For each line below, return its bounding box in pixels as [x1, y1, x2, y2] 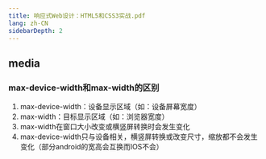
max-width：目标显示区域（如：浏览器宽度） [19, 112, 169, 121]
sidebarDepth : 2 [8, 26, 63, 35]
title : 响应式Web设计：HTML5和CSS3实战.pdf [8, 11, 146, 20]
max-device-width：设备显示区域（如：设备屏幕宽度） [19, 102, 202, 112]
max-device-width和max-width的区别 [8, 82, 160, 93]
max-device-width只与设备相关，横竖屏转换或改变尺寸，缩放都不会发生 [19, 132, 258, 141]
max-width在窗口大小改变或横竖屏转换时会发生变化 [19, 122, 191, 132]
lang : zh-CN [8, 19, 48, 27]
